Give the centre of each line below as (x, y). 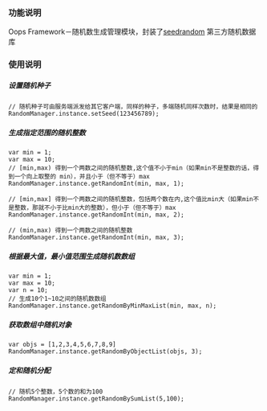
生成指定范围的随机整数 (47, 132)
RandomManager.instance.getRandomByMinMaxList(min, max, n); (113, 306)
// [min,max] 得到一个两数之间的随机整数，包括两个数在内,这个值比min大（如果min (131, 199)
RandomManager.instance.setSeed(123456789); (84, 114)
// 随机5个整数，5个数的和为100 (56, 392)
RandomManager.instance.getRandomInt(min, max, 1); (96, 184)
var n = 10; (28, 290)
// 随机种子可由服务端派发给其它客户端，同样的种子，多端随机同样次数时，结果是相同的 (133, 107)
